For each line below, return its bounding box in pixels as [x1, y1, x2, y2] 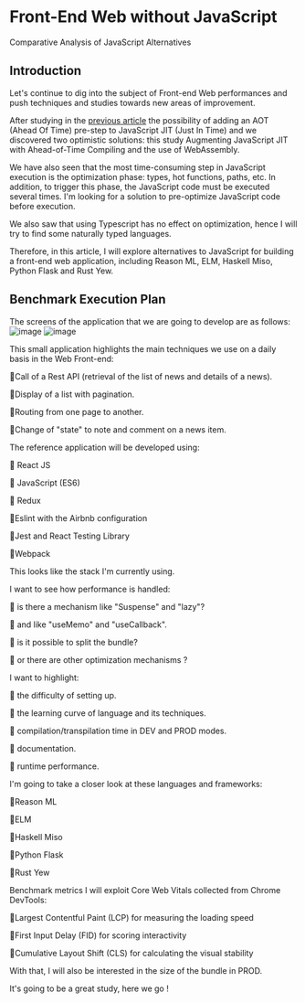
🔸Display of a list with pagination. [9, 389, 135, 400]
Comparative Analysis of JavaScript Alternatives [9, 37, 192, 48]
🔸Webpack [9, 548, 51, 559]
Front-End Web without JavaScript [9, 6, 278, 27]
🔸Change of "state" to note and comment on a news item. [9, 423, 226, 435]
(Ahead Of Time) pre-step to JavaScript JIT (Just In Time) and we [9, 124, 258, 135]
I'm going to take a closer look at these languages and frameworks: [9, 778, 263, 789]
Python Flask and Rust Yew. [9, 265, 114, 276]
